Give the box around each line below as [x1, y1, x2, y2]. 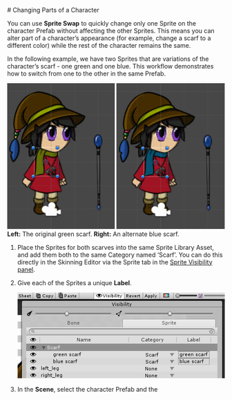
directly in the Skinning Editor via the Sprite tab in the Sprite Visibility [17, 257, 213, 266]
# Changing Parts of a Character [7, 6, 99, 14]
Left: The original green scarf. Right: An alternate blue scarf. [7, 230, 180, 238]
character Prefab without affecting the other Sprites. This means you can [7, 27, 215, 35]
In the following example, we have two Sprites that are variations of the [7, 55, 209, 63]
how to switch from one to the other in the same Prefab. [7, 69, 166, 78]
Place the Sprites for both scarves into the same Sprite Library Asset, [17, 243, 214, 251]
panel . [17, 265, 36, 273]
